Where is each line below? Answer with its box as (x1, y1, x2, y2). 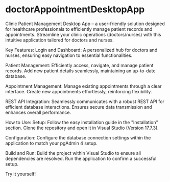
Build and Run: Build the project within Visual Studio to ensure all (5, 150, 141, 156)
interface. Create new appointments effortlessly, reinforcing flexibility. (5, 88, 152, 94)
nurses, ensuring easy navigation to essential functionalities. (5, 52, 133, 58)
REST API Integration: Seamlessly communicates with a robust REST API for (5, 98, 165, 105)
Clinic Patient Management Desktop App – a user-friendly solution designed (5, 21, 165, 27)
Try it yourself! (5, 171, 36, 177)
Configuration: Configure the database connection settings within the (5, 134, 151, 140)
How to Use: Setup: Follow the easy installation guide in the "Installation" (5, 119, 158, 125)
